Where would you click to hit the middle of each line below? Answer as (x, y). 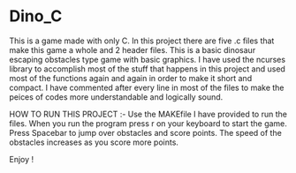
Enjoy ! (22, 159)
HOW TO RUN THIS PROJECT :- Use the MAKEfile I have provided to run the (148, 114)
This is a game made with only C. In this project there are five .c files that (142, 41)
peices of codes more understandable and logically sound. (116, 97)
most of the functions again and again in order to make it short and (131, 78)
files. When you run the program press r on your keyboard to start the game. (148, 123)
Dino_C (36, 16)
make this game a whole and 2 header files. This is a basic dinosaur (133, 49)
